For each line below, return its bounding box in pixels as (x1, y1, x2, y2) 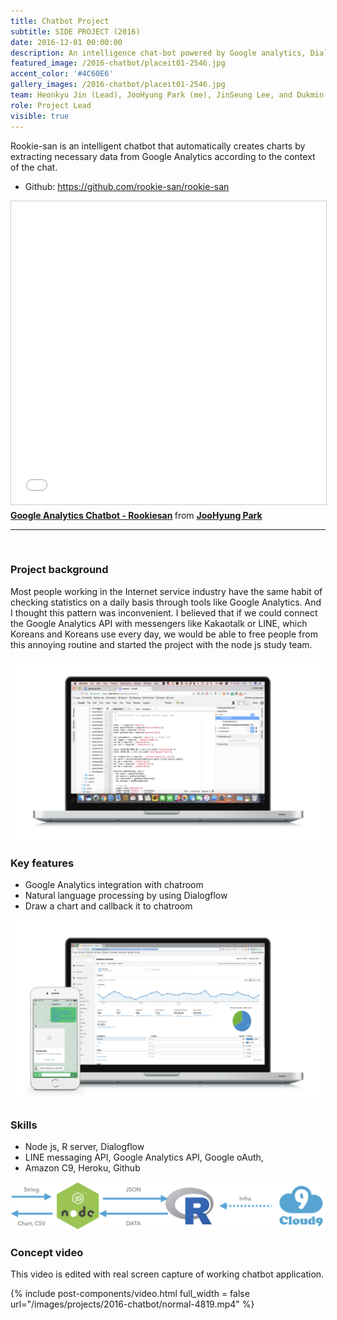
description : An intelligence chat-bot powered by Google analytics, (10, 48, 307, 58)
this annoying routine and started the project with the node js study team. (10, 638, 313, 650)
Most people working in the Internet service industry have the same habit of (10, 585, 323, 597)
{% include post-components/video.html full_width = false (10, 1288, 250, 1300)
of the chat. (10, 161, 58, 173)
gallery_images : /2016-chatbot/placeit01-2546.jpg (10, 80, 226, 90)
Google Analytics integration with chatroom (24, 879, 204, 891)
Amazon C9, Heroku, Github (24, 1162, 141, 1174)
